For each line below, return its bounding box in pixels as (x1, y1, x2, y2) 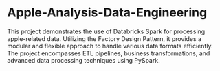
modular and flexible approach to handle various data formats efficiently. (7, 42, 213, 50)
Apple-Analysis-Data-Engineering (7, 5, 208, 20)
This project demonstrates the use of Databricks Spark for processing (7, 27, 206, 35)
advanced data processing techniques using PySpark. (7, 56, 160, 64)
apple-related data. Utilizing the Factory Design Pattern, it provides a (7, 34, 201, 42)
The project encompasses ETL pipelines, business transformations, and (7, 49, 210, 57)
